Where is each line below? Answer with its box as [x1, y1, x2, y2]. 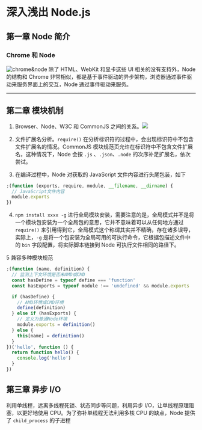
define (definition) [17, 305, 66, 311]
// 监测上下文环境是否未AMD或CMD [11, 272, 85, 278]
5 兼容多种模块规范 [6, 254, 54, 262]
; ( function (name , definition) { [6, 266, 90, 272]
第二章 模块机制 [6, 106, 64, 116]
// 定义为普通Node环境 [17, 316, 67, 322]
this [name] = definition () [17, 333, 85, 339]
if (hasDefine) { [11, 293, 55, 299]
